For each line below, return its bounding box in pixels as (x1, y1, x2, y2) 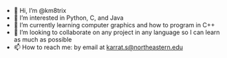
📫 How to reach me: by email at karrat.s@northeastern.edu (13, 43, 184, 51)
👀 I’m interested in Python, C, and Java (13, 14, 124, 22)
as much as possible (13, 35, 72, 44)
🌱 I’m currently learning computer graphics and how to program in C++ (13, 21, 215, 29)
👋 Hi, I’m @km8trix (13, 7, 67, 14)
